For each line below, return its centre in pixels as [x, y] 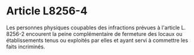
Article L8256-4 [47, 11]
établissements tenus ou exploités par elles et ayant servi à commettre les [97, 40]
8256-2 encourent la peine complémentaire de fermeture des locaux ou [94, 33]
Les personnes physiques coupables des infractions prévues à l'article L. [96, 27]
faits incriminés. [26, 47]
